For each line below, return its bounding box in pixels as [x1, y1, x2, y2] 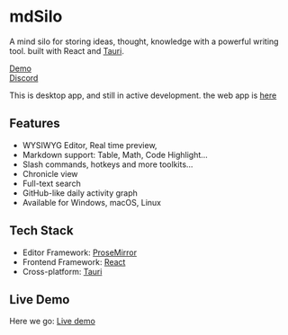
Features [9, 116, 60, 131]
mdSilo [9, 6, 63, 27]
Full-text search [22, 178, 81, 189]
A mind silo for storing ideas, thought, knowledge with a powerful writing [9, 36, 279, 47]
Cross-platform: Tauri [22, 266, 103, 277]
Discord [9, 72, 39, 83]
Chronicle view [22, 168, 78, 179]
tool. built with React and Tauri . [9, 45, 124, 56]
